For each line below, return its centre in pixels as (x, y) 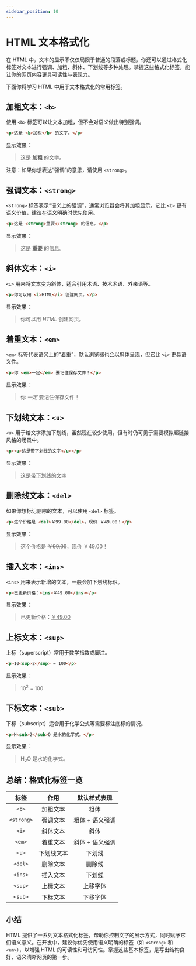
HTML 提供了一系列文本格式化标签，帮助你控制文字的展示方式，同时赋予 (93, 935)
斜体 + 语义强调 (95, 842)
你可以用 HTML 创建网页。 (52, 319)
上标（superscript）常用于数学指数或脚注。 (58, 653)
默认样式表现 (94, 798)
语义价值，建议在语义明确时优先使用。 (52, 213)
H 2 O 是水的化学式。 (44, 760)
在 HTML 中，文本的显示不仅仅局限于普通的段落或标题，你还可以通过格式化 (97, 60)
